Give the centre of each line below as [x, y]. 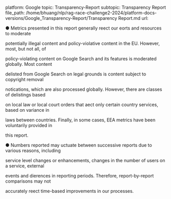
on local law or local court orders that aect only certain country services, [82, 105]
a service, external [25, 166]
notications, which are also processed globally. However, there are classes [84, 89]
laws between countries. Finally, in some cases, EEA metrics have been [80, 120]
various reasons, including [33, 151]
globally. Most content [29, 64]
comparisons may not [28, 181]
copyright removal [25, 79]
